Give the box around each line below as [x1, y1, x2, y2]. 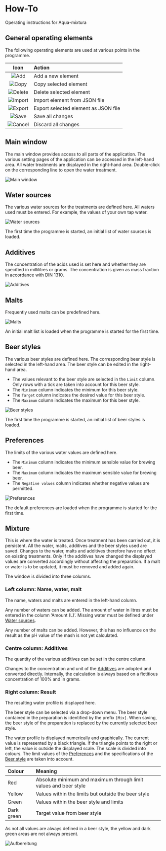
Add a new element [34, 73, 79, 79]
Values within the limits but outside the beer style [36, 790, 150, 797]
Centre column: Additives [5, 644, 68, 651]
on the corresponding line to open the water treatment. [5, 167, 117, 173]
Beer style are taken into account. [5, 756, 74, 762]
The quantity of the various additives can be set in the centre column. [5, 656, 147, 662]
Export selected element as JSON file [34, 105, 121, 112]
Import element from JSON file [34, 96, 105, 103]
